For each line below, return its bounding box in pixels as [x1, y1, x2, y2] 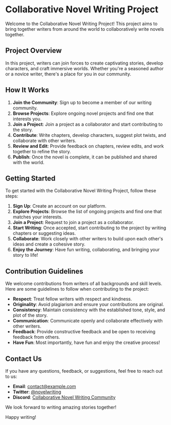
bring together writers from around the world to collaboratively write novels [5, 26, 164, 32]
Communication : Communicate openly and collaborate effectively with [12, 318, 163, 324]
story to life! [12, 252, 38, 258]
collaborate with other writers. [12, 137, 77, 144]
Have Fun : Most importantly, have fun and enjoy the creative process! [12, 339, 160, 346]
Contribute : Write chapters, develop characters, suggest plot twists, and [12, 132, 166, 138]
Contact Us [5, 354, 42, 363]
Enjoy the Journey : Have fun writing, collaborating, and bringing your [12, 247, 160, 253]
